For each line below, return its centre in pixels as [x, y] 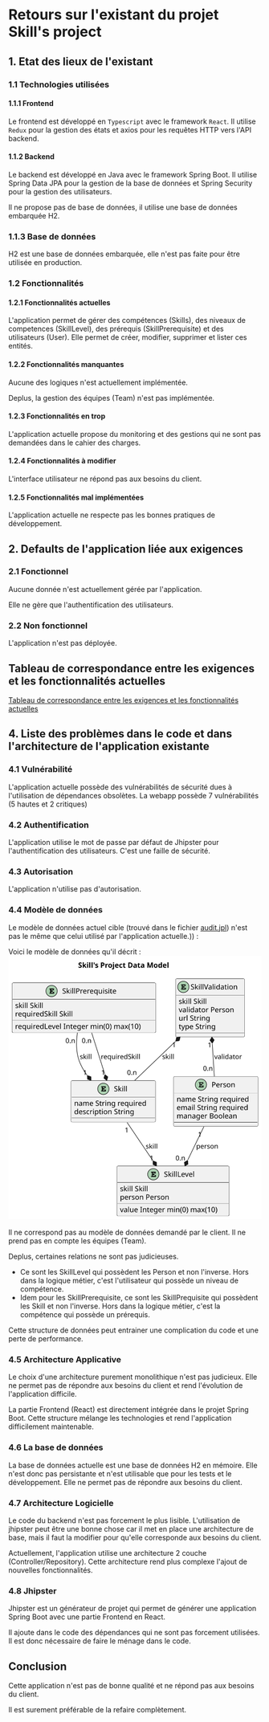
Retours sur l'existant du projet [114, 15]
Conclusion [38, 1666]
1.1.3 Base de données [52, 236]
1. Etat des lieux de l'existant [81, 61]
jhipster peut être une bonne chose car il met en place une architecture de [131, 1528]
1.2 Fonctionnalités [46, 284]
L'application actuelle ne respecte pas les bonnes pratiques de [112, 515]
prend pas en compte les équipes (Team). [77, 1241]
